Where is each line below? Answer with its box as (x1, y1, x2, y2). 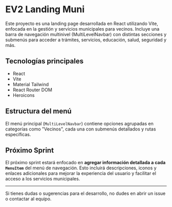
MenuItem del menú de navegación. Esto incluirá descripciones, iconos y (5, 165, 157, 171)
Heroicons (12, 92, 35, 98)
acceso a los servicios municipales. (5, 176, 80, 182)
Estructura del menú (5, 107, 72, 116)
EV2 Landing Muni (5, 4, 85, 15)
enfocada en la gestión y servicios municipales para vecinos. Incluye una (5, 25, 160, 32)
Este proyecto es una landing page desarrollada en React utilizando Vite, (5, 20, 159, 27)
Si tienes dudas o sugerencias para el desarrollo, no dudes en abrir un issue (5, 190, 166, 197)
